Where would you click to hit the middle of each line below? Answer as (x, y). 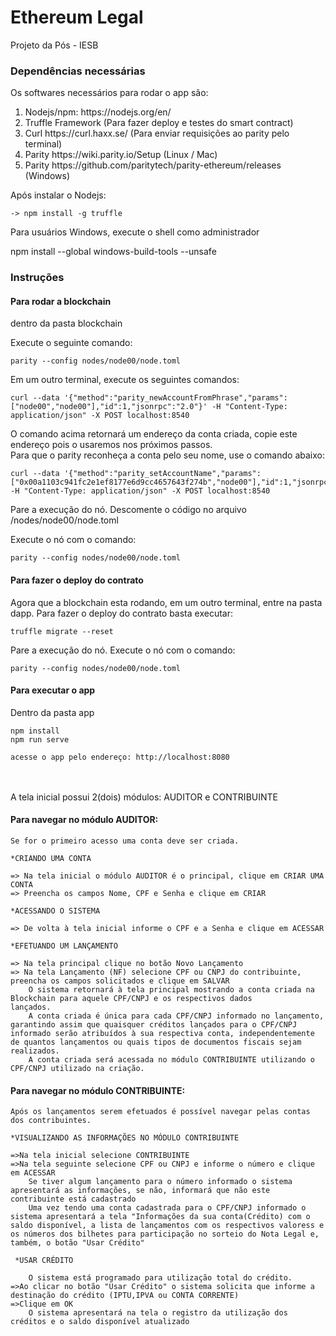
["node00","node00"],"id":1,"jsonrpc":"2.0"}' (109, 407)
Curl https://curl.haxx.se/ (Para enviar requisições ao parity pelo (157, 133)
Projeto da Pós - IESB (54, 45)
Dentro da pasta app (52, 712)
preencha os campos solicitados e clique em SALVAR (120, 981)
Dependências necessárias (78, 71)
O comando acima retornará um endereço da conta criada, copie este (154, 434)
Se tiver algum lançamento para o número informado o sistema (160, 1182)
